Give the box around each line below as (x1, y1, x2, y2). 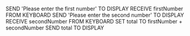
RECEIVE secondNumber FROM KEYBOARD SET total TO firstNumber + (5, 18, 183, 25)
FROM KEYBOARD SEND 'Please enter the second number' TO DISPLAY (5, 11, 185, 19)
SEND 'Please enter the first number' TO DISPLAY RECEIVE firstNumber (5, 5, 183, 12)
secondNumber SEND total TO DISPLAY (5, 24, 105, 31)
